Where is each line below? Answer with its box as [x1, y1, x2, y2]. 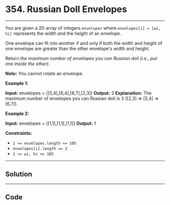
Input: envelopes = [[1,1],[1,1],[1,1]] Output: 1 [5, 120, 96, 126]
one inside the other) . [5, 61, 50, 67]
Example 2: [5, 110, 29, 117]
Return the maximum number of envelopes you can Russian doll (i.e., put [5, 55, 157, 61]
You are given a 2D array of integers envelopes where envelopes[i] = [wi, [5, 25, 161, 31]
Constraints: [5, 130, 32, 136]
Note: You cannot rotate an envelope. [5, 70, 83, 76]
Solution [5, 170, 32, 179]
